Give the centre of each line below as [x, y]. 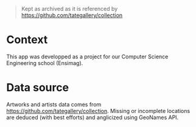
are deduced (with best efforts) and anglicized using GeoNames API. [93, 117]
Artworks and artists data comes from [54, 104]
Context [27, 40]
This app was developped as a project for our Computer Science [87, 57]
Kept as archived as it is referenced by [69, 9]
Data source [37, 88]
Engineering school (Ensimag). [45, 63]
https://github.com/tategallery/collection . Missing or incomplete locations [98, 111]
